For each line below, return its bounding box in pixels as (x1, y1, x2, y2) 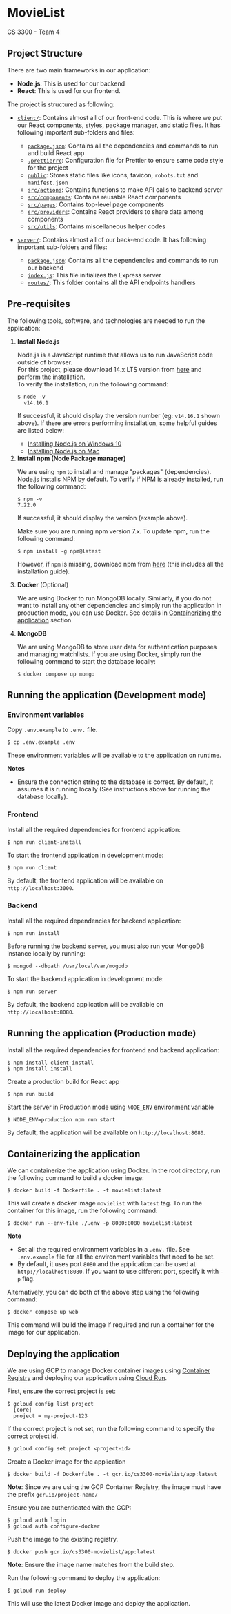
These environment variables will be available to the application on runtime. (7, 751, 222, 760)
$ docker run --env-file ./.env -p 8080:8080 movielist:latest (7, 1220, 193, 1227)
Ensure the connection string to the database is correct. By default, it (17, 778, 214, 786)
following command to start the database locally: (17, 657, 157, 665)
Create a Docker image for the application (7, 1457, 126, 1466)
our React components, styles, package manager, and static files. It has (17, 121, 221, 129)
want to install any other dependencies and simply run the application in (17, 601, 222, 609)
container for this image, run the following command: (7, 1206, 158, 1215)
